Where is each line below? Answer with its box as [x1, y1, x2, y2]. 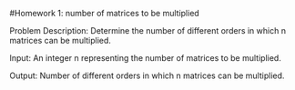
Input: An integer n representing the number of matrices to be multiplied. [9, 53, 282, 63]
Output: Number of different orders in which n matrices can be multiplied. [9, 70, 285, 81]
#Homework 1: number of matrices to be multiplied [9, 8, 200, 18]
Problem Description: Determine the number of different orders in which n [9, 25, 287, 35]
